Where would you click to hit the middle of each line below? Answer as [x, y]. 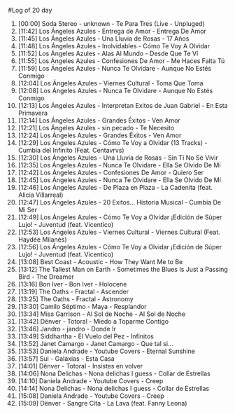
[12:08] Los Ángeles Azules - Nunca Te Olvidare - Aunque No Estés [115, 91]
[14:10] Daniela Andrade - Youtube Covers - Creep [91, 381]
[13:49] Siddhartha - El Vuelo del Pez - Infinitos [86, 336]
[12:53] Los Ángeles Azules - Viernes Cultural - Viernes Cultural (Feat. [119, 232]
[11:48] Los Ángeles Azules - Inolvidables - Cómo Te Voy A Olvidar [114, 46]
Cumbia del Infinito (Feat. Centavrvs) [71, 150]
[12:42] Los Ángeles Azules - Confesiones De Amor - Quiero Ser [111, 172]
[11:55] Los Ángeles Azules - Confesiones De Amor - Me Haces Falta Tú [121, 61]
